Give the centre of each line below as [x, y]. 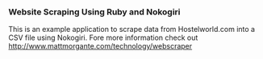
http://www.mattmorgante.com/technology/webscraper [100, 46]
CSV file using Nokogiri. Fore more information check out [103, 37]
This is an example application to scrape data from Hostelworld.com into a [132, 29]
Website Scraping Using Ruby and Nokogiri [94, 12]
